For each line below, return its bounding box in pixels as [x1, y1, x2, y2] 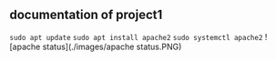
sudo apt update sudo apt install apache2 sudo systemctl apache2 [9, 33, 263, 42]
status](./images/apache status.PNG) [42, 41, 182, 52]
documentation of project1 [9, 7, 163, 23]
